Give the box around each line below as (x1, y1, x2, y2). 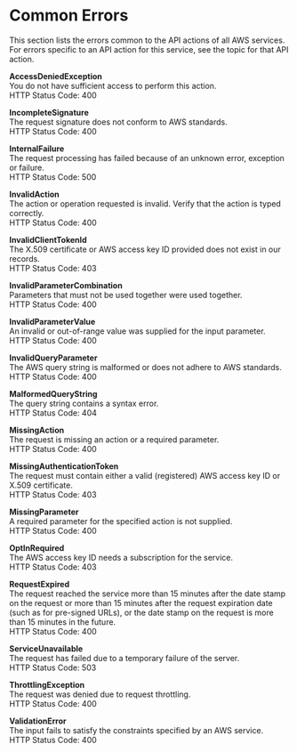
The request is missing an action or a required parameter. (9, 433, 220, 445)
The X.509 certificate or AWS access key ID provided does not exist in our (9, 244, 282, 255)
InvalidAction (9, 189, 60, 199)
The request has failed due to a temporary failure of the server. (9, 652, 240, 663)
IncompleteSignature (9, 107, 89, 117)
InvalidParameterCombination (9, 279, 123, 290)
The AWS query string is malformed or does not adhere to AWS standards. (9, 361, 282, 372)
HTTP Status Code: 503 (9, 662, 97, 673)
